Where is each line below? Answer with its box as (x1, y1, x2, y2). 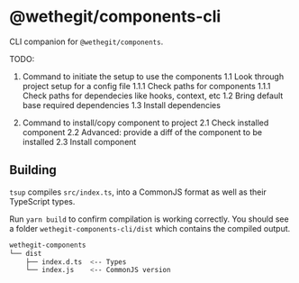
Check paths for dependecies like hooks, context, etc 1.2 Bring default (22, 90, 284, 101)
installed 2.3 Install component (22, 136, 137, 147)
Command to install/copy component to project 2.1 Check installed (22, 117, 269, 128)
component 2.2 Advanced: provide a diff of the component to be (22, 126, 263, 137)
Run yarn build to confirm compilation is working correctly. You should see (9, 214, 290, 224)
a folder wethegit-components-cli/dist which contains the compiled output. (9, 223, 291, 233)
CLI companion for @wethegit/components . (9, 36, 164, 47)
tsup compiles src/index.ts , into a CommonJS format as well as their (9, 187, 267, 197)
